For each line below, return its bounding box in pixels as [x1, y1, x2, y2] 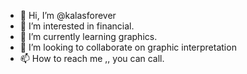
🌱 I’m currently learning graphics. [19, 31, 158, 42]
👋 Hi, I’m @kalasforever [19, 10, 117, 21]
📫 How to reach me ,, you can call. [19, 53, 165, 64]
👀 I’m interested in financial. [19, 20, 135, 32]
